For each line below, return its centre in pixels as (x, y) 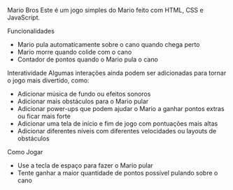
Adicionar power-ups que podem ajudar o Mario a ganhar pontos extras (121, 109)
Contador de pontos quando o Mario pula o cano (88, 59)
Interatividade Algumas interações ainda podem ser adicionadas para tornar (117, 73)
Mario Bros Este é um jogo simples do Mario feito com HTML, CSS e (106, 10)
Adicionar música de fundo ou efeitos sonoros (84, 94)
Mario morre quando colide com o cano (75, 52)
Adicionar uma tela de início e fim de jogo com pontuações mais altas (118, 124)
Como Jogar (25, 152)
